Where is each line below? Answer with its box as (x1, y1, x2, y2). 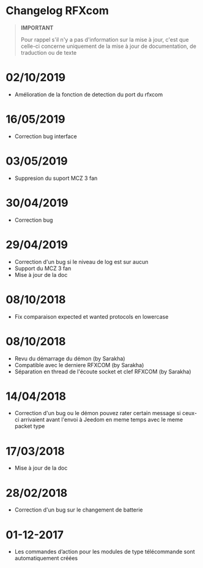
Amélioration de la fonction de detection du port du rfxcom (14, 90, 163, 98)
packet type (14, 422, 45, 430)
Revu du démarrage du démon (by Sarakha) (14, 354, 126, 362)
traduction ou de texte (20, 49, 77, 56)
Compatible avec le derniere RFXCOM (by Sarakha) (14, 361, 144, 368)
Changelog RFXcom (6, 4, 109, 18)
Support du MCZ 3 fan (14, 265, 72, 272)
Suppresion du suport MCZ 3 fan (14, 174, 98, 182)
